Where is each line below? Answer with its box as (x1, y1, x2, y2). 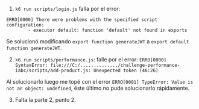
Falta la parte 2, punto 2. (14, 96, 77, 103)
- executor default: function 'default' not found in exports (28, 27, 188, 33)
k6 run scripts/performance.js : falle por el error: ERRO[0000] (14, 56, 167, 63)
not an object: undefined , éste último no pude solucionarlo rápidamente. (6, 84, 190, 92)
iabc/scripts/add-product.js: (14, 67, 92, 73)
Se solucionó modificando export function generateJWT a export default (6, 38, 189, 45)
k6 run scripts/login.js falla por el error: (14, 5, 121, 12)
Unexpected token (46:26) (93, 67, 159, 73)
